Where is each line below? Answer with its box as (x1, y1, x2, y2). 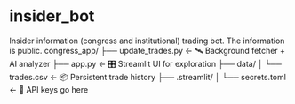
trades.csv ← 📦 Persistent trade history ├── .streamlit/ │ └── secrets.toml (9, 71, 287, 82)
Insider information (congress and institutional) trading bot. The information (9, 35, 285, 46)
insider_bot (9, 6, 95, 26)
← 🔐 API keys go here (9, 84, 89, 94)
